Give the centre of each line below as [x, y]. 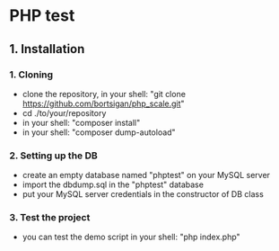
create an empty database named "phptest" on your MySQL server [146, 175]
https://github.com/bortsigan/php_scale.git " [104, 103]
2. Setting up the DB [54, 156]
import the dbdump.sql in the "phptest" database [113, 184]
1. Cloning [31, 75]
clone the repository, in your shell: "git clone [104, 94]
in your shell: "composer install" [81, 122]
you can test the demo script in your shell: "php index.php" [131, 237]
